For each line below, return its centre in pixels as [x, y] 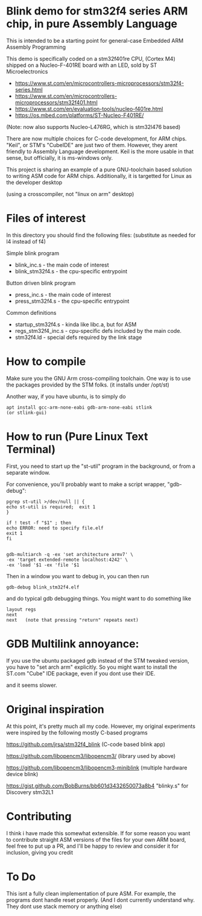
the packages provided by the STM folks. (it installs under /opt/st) [88, 385]
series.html [29, 89]
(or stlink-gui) [27, 412]
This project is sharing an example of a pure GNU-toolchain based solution [99, 169]
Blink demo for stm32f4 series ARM [97, 11]
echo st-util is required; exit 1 [51, 507]
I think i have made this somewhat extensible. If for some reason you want [98, 833]
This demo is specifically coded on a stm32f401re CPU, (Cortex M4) [91, 58]
